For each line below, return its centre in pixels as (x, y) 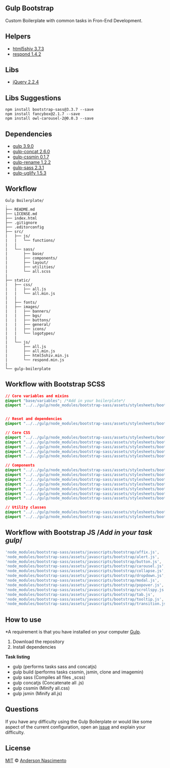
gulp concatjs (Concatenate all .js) (48, 683)
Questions (22, 710)
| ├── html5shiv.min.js (37, 355)
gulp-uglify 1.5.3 (29, 173)
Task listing (18, 657)
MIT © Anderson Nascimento (36, 760)
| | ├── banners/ (28, 311)
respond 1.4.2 (27, 54)
